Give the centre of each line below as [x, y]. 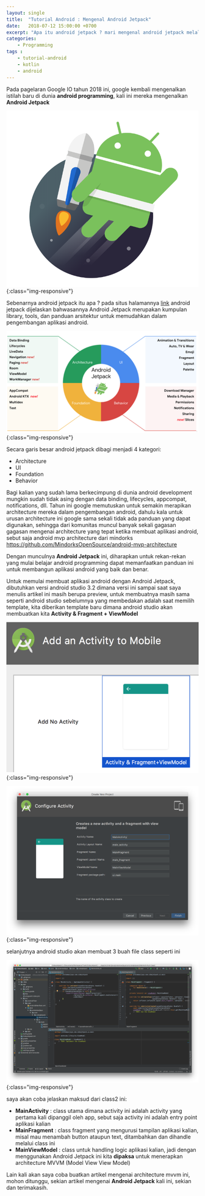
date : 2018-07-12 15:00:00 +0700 [52, 26]
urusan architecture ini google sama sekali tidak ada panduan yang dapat [99, 518]
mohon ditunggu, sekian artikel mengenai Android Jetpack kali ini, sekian [99, 1181]
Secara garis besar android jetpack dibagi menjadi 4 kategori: [84, 449]
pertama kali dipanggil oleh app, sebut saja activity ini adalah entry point [106, 1117]
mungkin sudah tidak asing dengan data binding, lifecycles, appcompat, [97, 499]
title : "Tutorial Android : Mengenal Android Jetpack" [79, 19]
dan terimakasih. [27, 1188]
